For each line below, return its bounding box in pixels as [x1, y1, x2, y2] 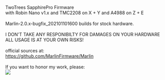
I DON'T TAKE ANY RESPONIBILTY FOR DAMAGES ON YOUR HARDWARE [5, 32, 160, 37]
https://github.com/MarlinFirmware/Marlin [5, 53, 94, 59]
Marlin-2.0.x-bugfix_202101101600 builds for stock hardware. [5, 20, 134, 26]
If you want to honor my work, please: [5, 64, 85, 70]
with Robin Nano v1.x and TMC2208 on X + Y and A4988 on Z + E [5, 10, 144, 16]
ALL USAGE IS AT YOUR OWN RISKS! [5, 37, 84, 43]
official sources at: [5, 48, 44, 54]
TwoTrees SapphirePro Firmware [5, 5, 74, 10]
